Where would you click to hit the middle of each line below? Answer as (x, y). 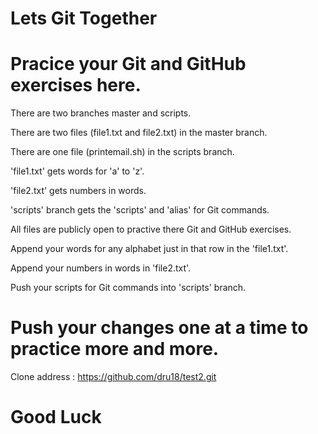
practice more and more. (115, 349)
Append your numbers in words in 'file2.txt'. (101, 268)
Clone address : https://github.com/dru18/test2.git (113, 377)
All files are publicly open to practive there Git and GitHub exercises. (151, 229)
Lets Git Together (84, 18)
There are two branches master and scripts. (101, 113)
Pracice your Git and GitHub (128, 64)
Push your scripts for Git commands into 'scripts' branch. (128, 288)
